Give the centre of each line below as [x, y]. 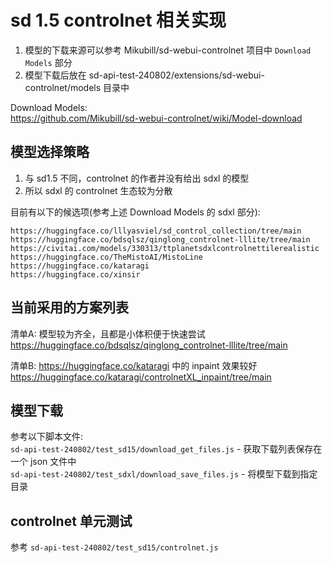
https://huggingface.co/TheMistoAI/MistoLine [106, 257]
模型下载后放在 [55, 75]
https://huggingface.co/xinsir [75, 274]
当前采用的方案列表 [69, 307]
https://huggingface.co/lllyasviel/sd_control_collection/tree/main [156, 231]
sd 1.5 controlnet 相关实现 [118, 20]
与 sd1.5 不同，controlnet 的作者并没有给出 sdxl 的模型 [137, 178]
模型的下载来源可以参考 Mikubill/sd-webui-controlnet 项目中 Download [168, 50]
